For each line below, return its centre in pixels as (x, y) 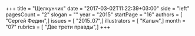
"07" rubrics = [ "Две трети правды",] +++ (58, 27)
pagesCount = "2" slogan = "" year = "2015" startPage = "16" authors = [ (94, 15)
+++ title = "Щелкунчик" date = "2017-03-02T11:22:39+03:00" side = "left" (97, 8)
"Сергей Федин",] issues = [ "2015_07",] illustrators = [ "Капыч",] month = (96, 21)
